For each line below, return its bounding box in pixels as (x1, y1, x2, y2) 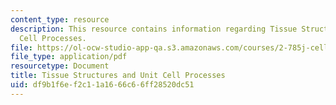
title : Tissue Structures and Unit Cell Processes (10, 71, 226, 81)
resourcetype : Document (10, 61, 110, 71)
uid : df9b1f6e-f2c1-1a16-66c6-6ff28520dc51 (10, 80, 195, 90)
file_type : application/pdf (10, 52, 128, 62)
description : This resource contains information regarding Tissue (10, 24, 298, 34)
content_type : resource (10, 14, 110, 25)
